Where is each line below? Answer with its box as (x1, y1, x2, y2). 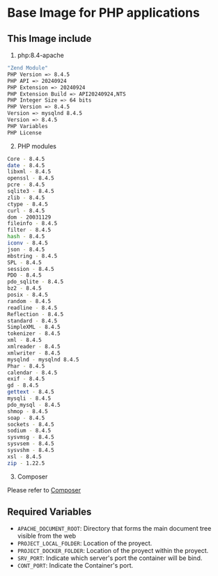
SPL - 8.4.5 (7, 259, 42, 266)
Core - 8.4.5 (7, 155, 45, 162)
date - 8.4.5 (7, 162, 45, 169)
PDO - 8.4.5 (7, 272, 42, 279)
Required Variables (7, 506, 92, 518)
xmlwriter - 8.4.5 (7, 350, 61, 357)
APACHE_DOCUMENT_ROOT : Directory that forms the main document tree (17, 524, 212, 533)
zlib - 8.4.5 (7, 194, 45, 201)
